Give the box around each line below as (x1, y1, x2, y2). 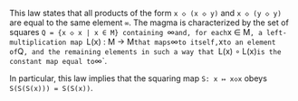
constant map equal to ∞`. (9, 56, 107, 66)
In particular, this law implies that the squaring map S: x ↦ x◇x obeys (9, 73, 267, 84)
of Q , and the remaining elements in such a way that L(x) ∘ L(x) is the (9, 46, 282, 57)
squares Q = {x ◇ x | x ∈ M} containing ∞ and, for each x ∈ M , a (9, 27, 263, 37)
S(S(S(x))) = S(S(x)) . (9, 83, 93, 93)
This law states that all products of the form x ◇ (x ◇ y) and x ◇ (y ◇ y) (9, 8, 283, 18)
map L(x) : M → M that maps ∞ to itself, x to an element (70, 36, 276, 47)
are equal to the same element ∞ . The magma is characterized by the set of (9, 17, 290, 28)
